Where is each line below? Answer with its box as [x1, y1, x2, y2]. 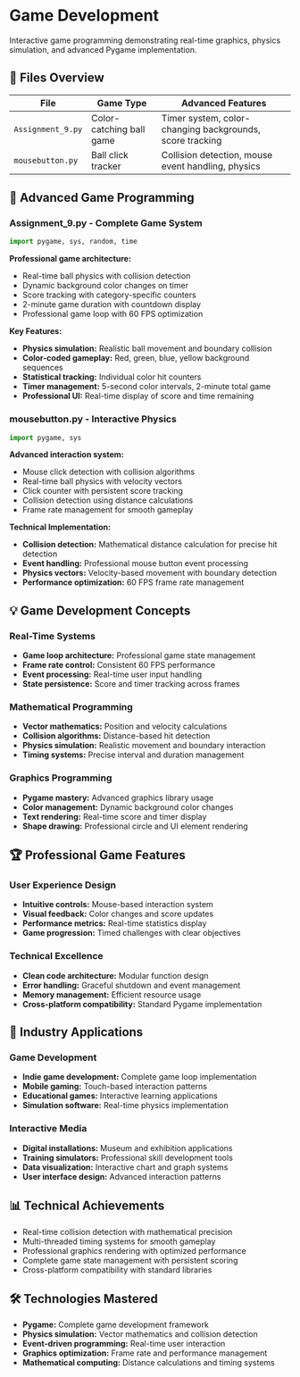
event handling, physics [161, 160, 261, 172]
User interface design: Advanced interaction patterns [21, 1171, 221, 1181]
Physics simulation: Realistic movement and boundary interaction [21, 740, 266, 751]
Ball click [90, 148, 129, 161]
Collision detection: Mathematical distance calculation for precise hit [21, 539, 278, 550]
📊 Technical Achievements [9, 1198, 165, 1214]
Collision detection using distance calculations [21, 495, 194, 505]
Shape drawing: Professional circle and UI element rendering [21, 821, 248, 831]
